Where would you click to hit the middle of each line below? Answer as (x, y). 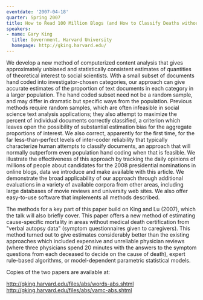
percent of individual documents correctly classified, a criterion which (93, 120)
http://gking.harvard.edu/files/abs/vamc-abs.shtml (69, 290)
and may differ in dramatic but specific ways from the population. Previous (99, 101)
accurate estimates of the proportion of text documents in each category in (100, 88)
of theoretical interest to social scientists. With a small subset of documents (100, 75)
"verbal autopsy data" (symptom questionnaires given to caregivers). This (98, 228)
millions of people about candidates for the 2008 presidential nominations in (101, 165)
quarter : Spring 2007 (34, 18)
